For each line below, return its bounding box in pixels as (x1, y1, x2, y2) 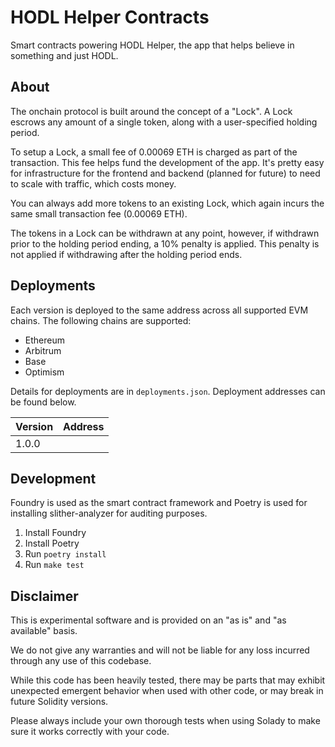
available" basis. (10, 625, 78, 637)
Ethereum (24, 334, 65, 346)
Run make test (24, 559, 85, 571)
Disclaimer (10, 587, 79, 605)
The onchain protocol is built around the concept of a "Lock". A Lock (10, 105, 293, 117)
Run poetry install (24, 548, 107, 560)
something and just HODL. (10, 49, 119, 61)
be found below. (10, 396, 77, 408)
